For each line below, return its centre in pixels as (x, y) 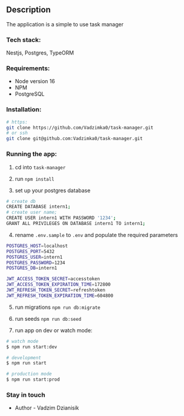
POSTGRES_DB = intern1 (32, 268)
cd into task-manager (40, 167)
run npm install (35, 178)
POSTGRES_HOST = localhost (37, 246)
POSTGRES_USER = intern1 (34, 257)
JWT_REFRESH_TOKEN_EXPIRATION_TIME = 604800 (60, 296)
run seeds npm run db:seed (48, 318)
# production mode (29, 374)
